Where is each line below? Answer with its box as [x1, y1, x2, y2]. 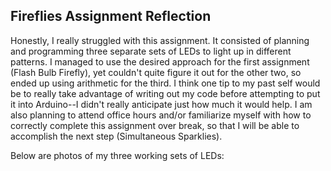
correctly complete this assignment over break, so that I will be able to [10, 119, 300, 131]
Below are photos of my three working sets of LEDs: [10, 149, 225, 161]
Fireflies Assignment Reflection [10, 8, 212, 25]
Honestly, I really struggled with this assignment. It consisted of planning [10, 34, 310, 46]
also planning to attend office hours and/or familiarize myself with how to [10, 109, 312, 121]
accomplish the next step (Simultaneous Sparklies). [10, 130, 223, 142]
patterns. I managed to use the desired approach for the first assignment [10, 55, 310, 68]
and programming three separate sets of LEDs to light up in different [10, 45, 292, 57]
